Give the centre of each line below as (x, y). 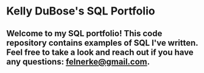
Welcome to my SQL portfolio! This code (84, 33)
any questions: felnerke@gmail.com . (78, 62)
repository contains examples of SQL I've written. (102, 43)
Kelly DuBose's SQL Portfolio (81, 11)
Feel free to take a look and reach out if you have (100, 52)
